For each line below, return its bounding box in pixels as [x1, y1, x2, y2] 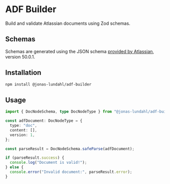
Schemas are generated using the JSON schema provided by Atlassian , [5, 48, 154, 54]
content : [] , [10, 127, 37, 132]
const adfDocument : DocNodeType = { [5, 118, 82, 123]
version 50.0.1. [5, 54, 35, 60]
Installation [5, 68, 41, 77]
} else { [5, 165, 24, 170]
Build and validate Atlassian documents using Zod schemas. [5, 20, 131, 26]
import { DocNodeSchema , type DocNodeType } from [5, 109, 112, 114]
